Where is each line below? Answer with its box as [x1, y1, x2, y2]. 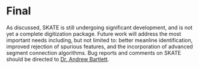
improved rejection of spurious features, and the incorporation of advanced [6, 43, 194, 50]
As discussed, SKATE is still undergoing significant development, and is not [6, 24, 193, 31]
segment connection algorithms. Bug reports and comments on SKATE [6, 49, 182, 56]
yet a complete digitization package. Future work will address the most [6, 30, 182, 37]
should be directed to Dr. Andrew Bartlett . [6, 55, 109, 63]
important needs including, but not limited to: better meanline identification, [6, 36, 193, 44]
